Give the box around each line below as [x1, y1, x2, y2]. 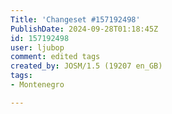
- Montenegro [10, 80, 65, 90]
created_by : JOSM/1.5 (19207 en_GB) [10, 61, 163, 71]
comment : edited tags [10, 52, 101, 62]
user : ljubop [10, 42, 65, 53]
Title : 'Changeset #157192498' [10, 14, 141, 25]
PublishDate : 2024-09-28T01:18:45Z [10, 24, 159, 34]
